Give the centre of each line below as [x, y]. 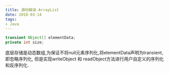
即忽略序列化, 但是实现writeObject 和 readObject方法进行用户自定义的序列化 [85, 59]
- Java [12, 24]
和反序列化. [17, 65]
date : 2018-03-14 [24, 15]
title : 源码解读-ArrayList [32, 10]
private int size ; [25, 43]
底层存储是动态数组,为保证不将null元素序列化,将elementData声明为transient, [84, 53]
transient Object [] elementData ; [40, 38]
